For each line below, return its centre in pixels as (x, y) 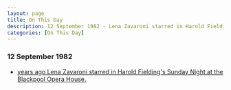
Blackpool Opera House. (52, 79)
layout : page (26, 13)
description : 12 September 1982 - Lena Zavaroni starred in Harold (106, 26)
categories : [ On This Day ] (46, 33)
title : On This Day (35, 20)
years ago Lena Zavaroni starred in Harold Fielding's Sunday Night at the (120, 71)
